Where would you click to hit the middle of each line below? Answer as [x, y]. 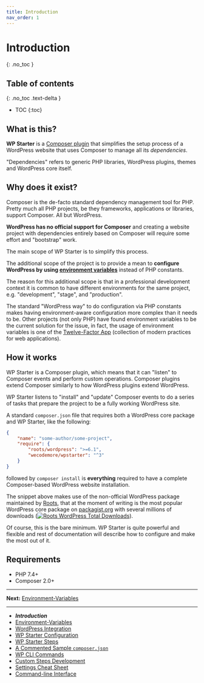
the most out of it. [29, 540]
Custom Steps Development [50, 661]
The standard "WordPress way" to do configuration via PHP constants [94, 306]
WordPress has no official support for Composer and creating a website [98, 227]
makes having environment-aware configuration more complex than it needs [102, 312]
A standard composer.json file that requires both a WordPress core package [100, 415]
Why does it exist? [42, 187]
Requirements [33, 560]
